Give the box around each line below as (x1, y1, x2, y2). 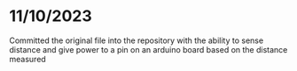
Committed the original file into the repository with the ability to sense (9, 35, 264, 46)
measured (9, 53, 46, 64)
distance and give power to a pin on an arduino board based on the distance (9, 44, 288, 54)
